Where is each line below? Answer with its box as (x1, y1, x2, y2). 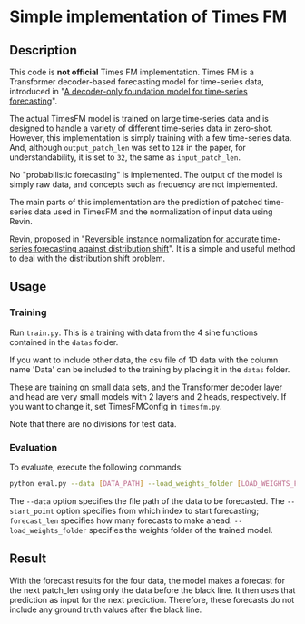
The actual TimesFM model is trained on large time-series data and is (9, 114, 270, 124)
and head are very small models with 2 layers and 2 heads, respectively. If (9, 391, 287, 401)
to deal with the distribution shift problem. (9, 253, 166, 263)
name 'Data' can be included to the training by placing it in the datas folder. (9, 363, 290, 374)
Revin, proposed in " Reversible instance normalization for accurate (9, 233, 260, 244)
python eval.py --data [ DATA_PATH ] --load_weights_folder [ (9, 479, 242, 488)
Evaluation (9, 441, 57, 453)
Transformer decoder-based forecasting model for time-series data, (9, 76, 265, 87)
